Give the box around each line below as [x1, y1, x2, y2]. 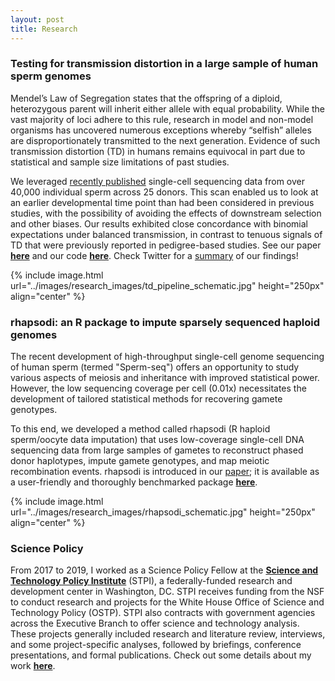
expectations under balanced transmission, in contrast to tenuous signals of [10, 228, 323, 240]
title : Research [10, 24, 78, 34]
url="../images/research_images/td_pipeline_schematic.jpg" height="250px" [10, 279, 325, 291]
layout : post [10, 14, 65, 25]
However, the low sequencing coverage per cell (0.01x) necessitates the [10, 382, 307, 395]
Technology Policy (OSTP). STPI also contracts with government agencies [10, 607, 316, 619]
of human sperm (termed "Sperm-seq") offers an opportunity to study [10, 361, 300, 373]
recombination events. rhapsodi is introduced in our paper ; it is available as [10, 466, 320, 478]
